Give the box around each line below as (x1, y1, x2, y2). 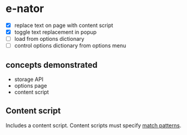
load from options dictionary (14, 35, 85, 43)
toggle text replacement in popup (14, 29, 97, 35)
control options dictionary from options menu (14, 42, 126, 49)
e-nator (5, 2, 44, 16)
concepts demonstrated (5, 59, 98, 70)
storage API (14, 76, 44, 83)
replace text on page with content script (14, 22, 113, 29)
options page (14, 82, 47, 89)
